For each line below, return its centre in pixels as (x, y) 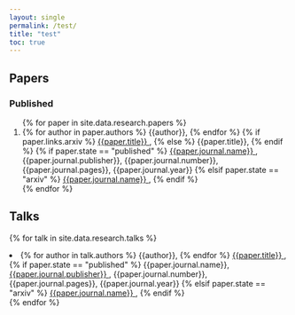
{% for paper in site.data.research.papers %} (105, 122)
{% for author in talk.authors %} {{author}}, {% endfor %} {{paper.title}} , (154, 255)
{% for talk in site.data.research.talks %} (83, 238)
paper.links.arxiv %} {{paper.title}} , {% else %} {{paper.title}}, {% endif (152, 141)
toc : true (27, 42)
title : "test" (35, 34)
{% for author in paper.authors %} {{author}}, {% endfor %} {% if (141, 132)
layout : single (37, 17)
